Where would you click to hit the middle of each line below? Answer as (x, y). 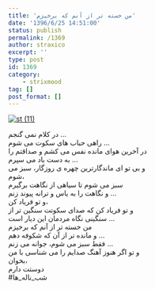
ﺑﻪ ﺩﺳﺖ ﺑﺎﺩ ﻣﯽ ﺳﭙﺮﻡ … (43, 160)
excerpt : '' (28, 52)
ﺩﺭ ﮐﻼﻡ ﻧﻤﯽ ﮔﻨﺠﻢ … (38, 135)
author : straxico (37, 45)
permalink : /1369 (37, 38)
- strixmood (42, 82)
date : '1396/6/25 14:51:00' (55, 23)
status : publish (35, 30)
